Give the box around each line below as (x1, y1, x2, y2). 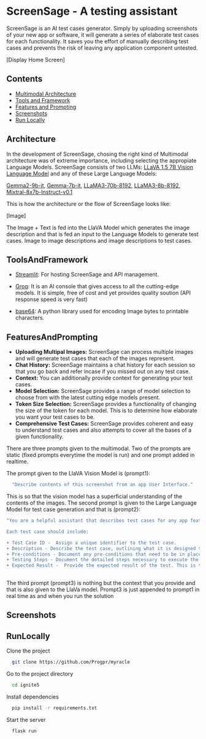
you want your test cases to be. (15, 413, 95, 421)
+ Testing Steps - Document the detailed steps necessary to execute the (6, 557, 199, 563)
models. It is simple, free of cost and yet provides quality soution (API (15, 289, 191, 297)
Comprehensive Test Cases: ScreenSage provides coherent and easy (15, 420, 194, 427)
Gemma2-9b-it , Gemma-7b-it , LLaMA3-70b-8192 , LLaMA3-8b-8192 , (6, 182, 181, 189)
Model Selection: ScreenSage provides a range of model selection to (15, 388, 191, 395)
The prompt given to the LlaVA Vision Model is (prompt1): (6, 470, 150, 477)
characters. (15, 314, 45, 321)
